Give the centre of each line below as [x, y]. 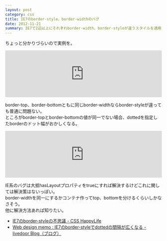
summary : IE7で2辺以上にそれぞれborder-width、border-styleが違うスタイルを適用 [83, 28]
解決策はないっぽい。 [36, 192]
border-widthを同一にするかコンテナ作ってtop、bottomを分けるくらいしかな [83, 198]
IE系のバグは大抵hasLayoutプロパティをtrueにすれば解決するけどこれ [76, 186]
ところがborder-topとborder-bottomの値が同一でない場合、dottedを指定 [79, 117]
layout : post [19, 10]
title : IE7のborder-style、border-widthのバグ [52, 19]
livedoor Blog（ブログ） [37, 234]
